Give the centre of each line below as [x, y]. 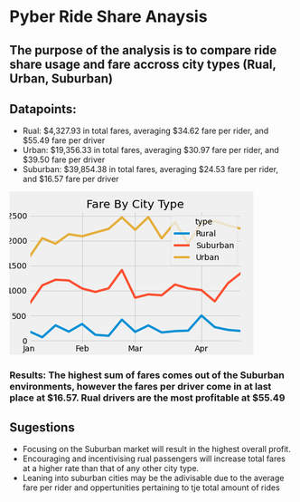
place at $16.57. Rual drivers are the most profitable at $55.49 [147, 398]
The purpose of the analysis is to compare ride [143, 50]
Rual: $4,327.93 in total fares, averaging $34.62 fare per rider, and [145, 131]
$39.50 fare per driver [64, 159]
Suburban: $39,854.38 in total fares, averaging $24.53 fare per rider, [150, 169]
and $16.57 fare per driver [70, 179]
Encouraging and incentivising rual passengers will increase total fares [154, 459]
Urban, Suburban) [61, 78]
